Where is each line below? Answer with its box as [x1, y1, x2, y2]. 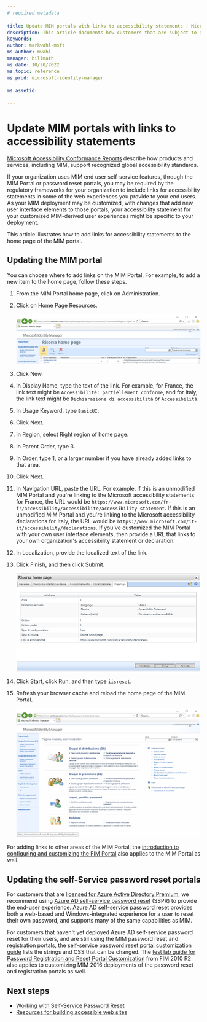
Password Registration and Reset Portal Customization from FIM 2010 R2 [7, 955, 191, 962]
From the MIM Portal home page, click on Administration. [15, 289, 160, 297]
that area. [15, 461, 41, 468]
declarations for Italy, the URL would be [15, 517, 116, 525]
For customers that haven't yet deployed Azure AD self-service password [7, 929, 193, 936]
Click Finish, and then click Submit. [15, 561, 105, 568]
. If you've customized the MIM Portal [95, 524, 191, 531]
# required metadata [7, 10, 60, 16]
